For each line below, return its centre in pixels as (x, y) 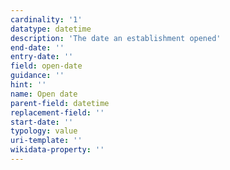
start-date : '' (42, 122)
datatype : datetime (51, 29)
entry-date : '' (42, 57)
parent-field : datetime (60, 103)
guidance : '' (37, 76)
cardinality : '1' (46, 19)
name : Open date (44, 94)
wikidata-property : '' (57, 150)
